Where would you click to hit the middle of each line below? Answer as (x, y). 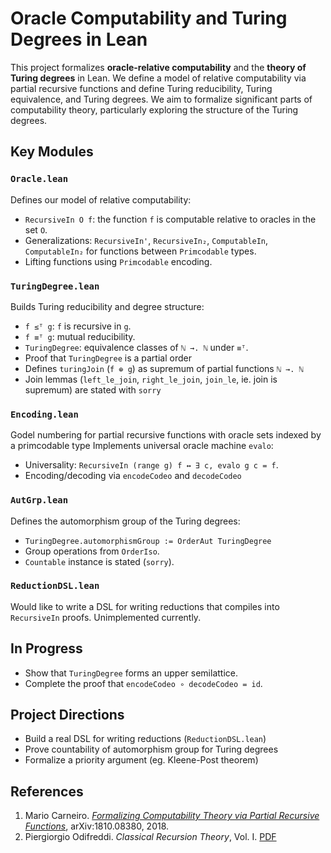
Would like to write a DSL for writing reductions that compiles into (145, 606)
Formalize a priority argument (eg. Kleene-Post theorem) (141, 760)
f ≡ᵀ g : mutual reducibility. (80, 336)
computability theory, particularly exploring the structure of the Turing (154, 109)
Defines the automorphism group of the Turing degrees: (125, 521)
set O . (36, 229)
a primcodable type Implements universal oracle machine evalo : (142, 446)
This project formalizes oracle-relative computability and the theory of (158, 67)
